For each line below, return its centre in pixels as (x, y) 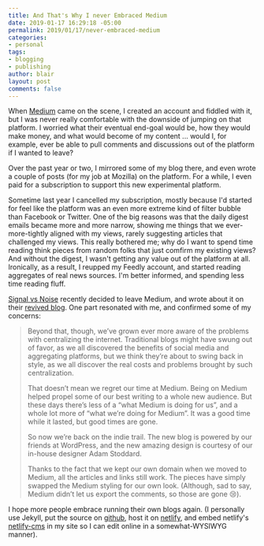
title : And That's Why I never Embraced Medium (88, 15)
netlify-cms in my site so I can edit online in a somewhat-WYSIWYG (117, 526)
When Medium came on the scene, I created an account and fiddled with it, (130, 111)
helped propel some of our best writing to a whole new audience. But (139, 397)
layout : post (30, 81)
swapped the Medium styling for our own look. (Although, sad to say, (139, 486)
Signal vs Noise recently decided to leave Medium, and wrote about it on (126, 299)
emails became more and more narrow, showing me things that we (116, 225)
